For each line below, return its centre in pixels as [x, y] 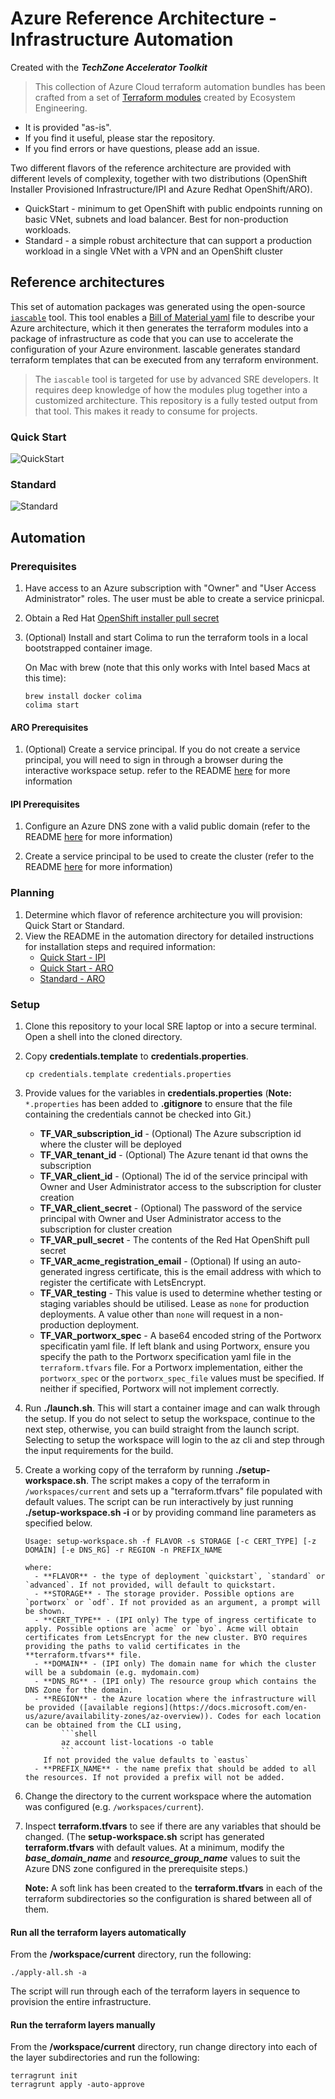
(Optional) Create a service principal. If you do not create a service [162, 749]
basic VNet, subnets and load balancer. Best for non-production [156, 219]
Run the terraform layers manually [83, 2024]
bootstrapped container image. [88, 648]
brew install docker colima [83, 697]
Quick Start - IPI [72, 957]
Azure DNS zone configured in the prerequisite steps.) [136, 1869]
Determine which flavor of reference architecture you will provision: [163, 914]
